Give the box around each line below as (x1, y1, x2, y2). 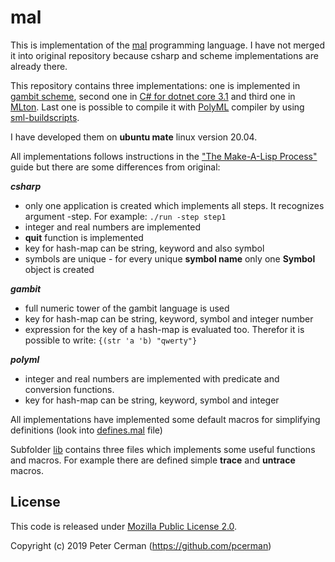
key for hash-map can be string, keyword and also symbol (24, 242, 265, 254)
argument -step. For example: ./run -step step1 (24, 210, 227, 222)
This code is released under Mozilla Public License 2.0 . (10, 520, 238, 532)
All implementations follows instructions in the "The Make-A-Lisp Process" (10, 150, 318, 162)
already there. (10, 60, 68, 72)
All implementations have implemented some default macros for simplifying (10, 413, 321, 425)
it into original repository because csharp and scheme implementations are (10, 49, 319, 61)
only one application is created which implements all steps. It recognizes (24, 199, 325, 211)
